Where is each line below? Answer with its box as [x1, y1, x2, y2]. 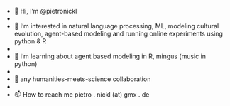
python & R [13, 37, 47, 46]
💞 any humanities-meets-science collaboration [13, 75, 151, 83]
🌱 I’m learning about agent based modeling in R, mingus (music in [13, 52, 207, 60]
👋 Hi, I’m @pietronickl [13, 7, 77, 15]
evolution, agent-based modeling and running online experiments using [13, 29, 224, 38]
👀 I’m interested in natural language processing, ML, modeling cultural [13, 22, 219, 30]
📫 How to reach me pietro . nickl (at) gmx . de [13, 90, 150, 99]
